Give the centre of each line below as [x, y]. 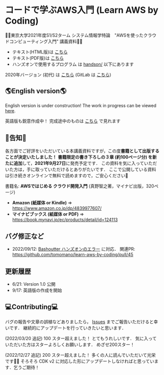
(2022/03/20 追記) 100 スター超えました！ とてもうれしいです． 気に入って [81, 338]
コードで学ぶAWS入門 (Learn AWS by [82, 10]
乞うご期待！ [27, 367]
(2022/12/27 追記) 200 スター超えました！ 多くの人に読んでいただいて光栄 [81, 355]
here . [10, 111]
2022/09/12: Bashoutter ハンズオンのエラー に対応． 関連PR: [74, 249]
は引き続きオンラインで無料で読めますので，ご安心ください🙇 [67, 175]
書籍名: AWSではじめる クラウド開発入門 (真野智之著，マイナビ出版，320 [80, 186]
